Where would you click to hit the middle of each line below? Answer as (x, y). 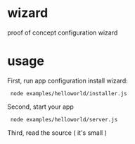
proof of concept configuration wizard (63, 32)
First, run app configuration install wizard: (67, 80)
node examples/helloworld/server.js (64, 119)
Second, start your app (40, 107)
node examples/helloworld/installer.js (69, 93)
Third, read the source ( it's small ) (57, 133)
